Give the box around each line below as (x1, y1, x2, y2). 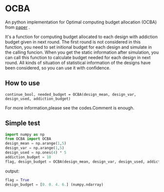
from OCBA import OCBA (5, 136, 51, 142)
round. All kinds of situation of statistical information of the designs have (5, 60, 151, 65)
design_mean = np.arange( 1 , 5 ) (5, 141, 67, 146)
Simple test (5, 119, 41, 128)
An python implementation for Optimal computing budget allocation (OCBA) (5, 19, 157, 25)
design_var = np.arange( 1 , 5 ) (5, 146, 64, 150)
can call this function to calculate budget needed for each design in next (5, 54, 151, 60)
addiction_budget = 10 (5, 154, 51, 159)
